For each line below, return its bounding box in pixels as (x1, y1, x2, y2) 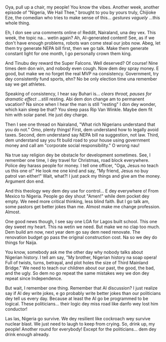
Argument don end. (5, 178, 44, 184)
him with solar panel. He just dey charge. (5, 112, 88, 118)
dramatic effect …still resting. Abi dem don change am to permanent (5, 96, 144, 102)
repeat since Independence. (5, 276, 63, 281)
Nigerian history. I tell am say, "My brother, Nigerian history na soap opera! (5, 254, 157, 260)
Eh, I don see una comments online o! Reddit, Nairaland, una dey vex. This (5, 30, 156, 35)
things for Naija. (5, 240, 38, 245)
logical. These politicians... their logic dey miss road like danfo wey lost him (5, 301, 159, 306)
